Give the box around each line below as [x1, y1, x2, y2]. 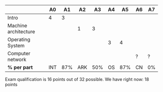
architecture [7, 29, 35, 35]
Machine [7, 22, 28, 29]
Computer [7, 50, 31, 57]
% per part [7, 64, 33, 71]
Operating [7, 36, 31, 43]
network [7, 56, 27, 62]
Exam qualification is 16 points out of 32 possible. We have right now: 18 [5, 77, 149, 82]
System [7, 42, 25, 49]
